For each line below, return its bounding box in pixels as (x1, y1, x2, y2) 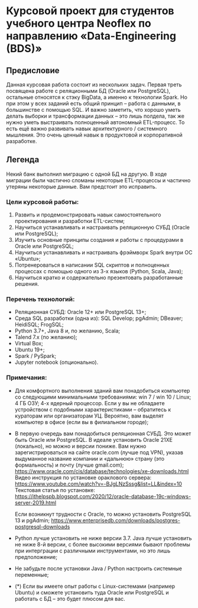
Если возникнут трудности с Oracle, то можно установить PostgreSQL (14, 510, 192, 518)
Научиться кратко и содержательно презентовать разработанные (14, 274, 183, 282)
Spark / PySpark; (14, 352, 57, 360)
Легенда (6, 155, 40, 165)
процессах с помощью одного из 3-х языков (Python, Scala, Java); (14, 268, 183, 275)
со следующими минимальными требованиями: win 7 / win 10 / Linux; (14, 393, 191, 400)
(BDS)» (6, 42, 43, 56)
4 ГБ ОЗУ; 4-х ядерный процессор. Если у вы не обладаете (14, 399, 165, 406)
